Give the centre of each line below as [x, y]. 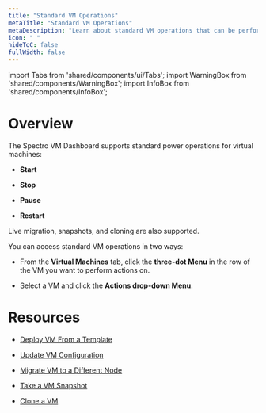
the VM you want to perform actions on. [85, 270]
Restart [32, 216]
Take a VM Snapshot [53, 385]
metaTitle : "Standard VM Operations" [70, 23]
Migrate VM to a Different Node [71, 370]
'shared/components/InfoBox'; [58, 92]
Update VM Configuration [62, 354]
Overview [41, 124]
